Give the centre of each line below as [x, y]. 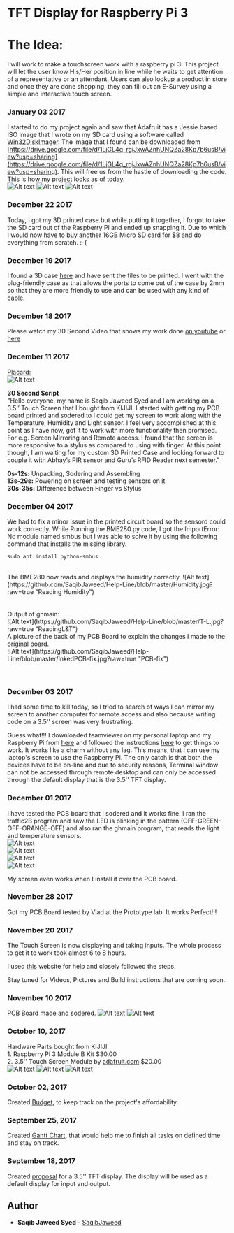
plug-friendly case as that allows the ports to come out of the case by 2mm [116, 283]
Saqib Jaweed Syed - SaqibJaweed [69, 1223]
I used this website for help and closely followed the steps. [92, 967]
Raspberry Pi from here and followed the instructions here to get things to [113, 743]
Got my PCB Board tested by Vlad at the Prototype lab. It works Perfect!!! [112, 912]
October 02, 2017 [37, 1087]
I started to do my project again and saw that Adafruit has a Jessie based [112, 127]
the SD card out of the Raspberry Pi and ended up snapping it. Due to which [117, 227]
